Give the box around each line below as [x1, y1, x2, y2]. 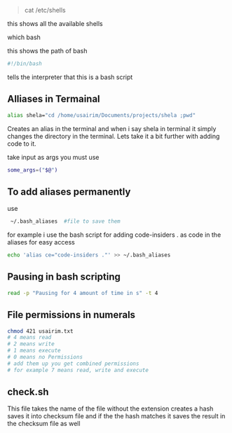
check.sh [7, 386, 49, 398]
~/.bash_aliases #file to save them [10, 218, 121, 225]
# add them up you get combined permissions [7, 360, 139, 367]
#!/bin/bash [7, 60, 42, 67]
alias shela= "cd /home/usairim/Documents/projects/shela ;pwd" [7, 111, 196, 118]
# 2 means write [7, 341, 55, 348]
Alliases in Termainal [7, 93, 100, 105]
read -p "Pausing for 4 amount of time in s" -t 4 [7, 289, 158, 296]
